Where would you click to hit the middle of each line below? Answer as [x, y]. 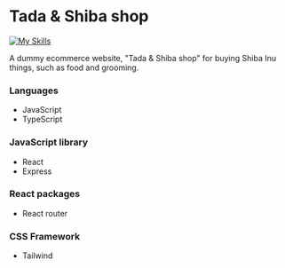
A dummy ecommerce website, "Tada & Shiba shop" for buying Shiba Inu [143, 58]
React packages [45, 194]
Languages [34, 91]
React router [45, 213]
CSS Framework [45, 236]
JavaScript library [49, 142]
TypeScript [42, 119]
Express [37, 171]
